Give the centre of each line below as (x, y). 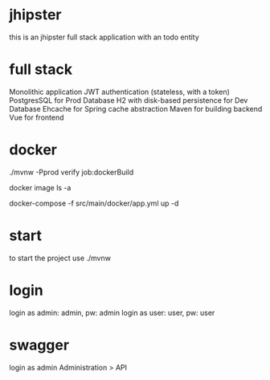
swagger (39, 345)
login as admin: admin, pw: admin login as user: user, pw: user (112, 313)
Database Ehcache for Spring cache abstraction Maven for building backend (136, 108)
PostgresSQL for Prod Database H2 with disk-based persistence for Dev (129, 100)
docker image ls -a (40, 187)
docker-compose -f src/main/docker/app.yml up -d (94, 203)
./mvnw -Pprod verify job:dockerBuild (72, 172)
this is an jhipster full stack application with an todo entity (104, 37)
